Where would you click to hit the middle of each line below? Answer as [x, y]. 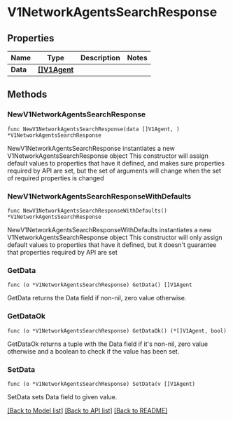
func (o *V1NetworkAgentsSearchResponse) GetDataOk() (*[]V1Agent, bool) [117, 330]
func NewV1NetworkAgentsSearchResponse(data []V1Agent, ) [93, 129]
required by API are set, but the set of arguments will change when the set [114, 171]
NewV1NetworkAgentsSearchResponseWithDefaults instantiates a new [110, 229]
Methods [27, 94]
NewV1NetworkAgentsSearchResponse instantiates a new [91, 148]
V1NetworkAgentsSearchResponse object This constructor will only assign [115, 237]
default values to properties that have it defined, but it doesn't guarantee [112, 245]
